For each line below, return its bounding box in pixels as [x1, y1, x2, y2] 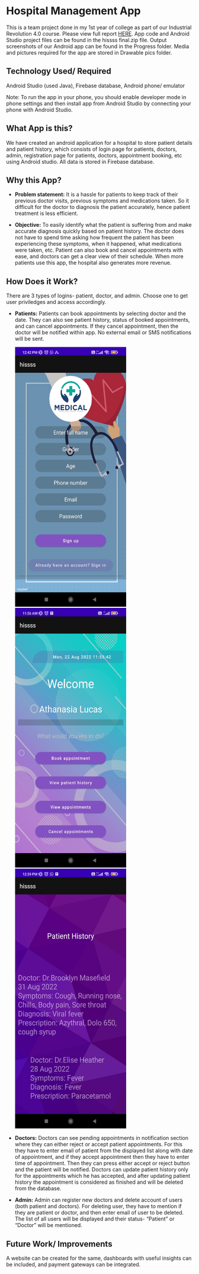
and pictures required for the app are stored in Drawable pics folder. [6, 49, 172, 56]
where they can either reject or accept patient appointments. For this [14, 1141, 182, 1148]
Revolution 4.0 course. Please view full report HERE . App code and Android [6, 30, 190, 37]
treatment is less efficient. [14, 210, 79, 217]
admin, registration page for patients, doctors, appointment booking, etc [6, 151, 182, 159]
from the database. [14, 1185, 62, 1192]
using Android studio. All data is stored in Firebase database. [6, 158, 155, 165]
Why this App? [6, 175, 62, 185]
